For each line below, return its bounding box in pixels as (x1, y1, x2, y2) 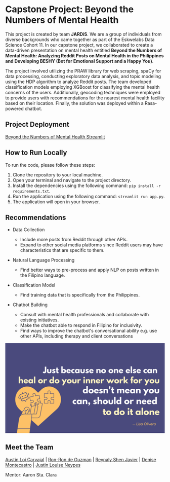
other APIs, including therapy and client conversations (20, 333, 133, 339)
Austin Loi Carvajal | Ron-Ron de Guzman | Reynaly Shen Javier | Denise (5, 456, 156, 462)
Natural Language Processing (12, 257, 75, 263)
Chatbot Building (12, 302, 48, 308)
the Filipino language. (20, 272, 65, 278)
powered (5, 105, 24, 112)
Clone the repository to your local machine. (12, 171, 103, 178)
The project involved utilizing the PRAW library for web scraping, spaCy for (5, 67, 161, 74)
